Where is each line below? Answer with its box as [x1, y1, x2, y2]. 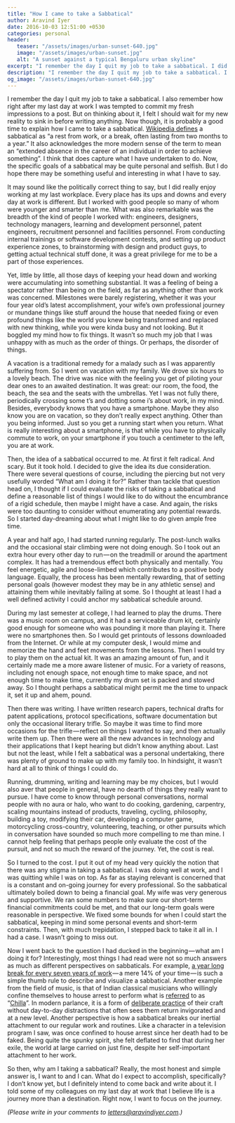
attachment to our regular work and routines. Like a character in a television [7, 1021, 227, 1030]
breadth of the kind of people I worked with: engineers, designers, [7, 213, 199, 221]
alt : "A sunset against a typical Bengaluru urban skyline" [16, 56, 196, 63]
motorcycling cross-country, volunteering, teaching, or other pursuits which [7, 823, 227, 831]
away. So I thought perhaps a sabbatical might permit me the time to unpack [7, 684, 228, 692]
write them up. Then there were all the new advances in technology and [7, 734, 215, 743]
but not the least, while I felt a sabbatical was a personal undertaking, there [7, 749, 224, 758]
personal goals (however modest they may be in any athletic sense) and [7, 580, 215, 589]
